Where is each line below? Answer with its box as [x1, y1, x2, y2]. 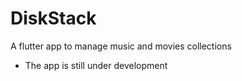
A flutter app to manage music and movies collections [10, 40, 232, 52]
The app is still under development [24, 59, 168, 71]
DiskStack [10, 7, 97, 30]
